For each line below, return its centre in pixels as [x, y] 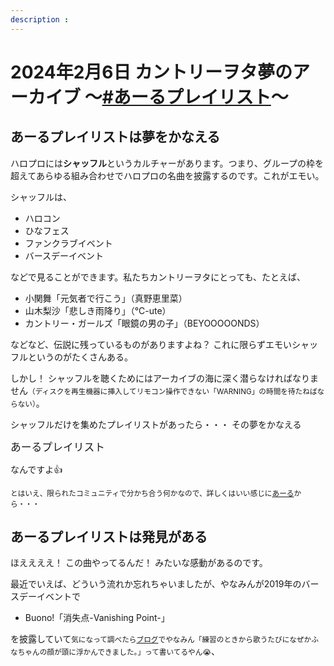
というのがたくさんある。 [80, 357]
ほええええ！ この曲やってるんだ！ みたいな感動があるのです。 [139, 563]
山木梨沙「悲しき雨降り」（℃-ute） [98, 310]
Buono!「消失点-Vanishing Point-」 [97, 618]
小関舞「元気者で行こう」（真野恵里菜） [106, 298]
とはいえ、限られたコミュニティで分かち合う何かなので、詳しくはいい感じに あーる [152, 493]
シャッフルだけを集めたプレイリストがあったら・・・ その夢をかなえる [156, 424]
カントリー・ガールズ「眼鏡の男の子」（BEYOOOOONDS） [144, 323]
